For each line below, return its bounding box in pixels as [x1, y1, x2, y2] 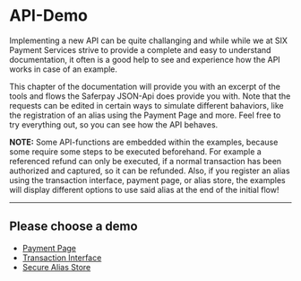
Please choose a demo [9, 219, 138, 234]
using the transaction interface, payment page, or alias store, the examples [9, 174, 286, 185]
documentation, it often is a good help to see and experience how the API [9, 54, 280, 65]
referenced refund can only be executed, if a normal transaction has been [9, 155, 282, 166]
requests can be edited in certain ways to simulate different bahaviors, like [9, 100, 284, 110]
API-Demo [9, 5, 88, 26]
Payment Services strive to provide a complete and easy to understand [9, 44, 271, 55]
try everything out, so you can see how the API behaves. [9, 119, 219, 130]
